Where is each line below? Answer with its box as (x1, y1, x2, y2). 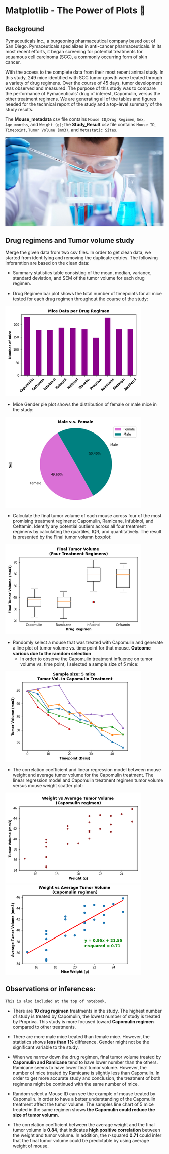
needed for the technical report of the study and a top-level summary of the (5, 101, 162, 107)
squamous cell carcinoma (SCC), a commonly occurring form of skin (5, 54, 147, 60)
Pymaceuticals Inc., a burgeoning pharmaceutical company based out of (5, 38, 156, 44)
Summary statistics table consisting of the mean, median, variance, (12, 270, 152, 276)
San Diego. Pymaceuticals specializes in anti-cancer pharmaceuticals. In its (5, 43, 162, 49)
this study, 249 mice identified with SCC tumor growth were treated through (5, 75, 162, 80)
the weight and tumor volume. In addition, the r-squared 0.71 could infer (12, 1132, 162, 1138)
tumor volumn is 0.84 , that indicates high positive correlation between (12, 1127, 160, 1133)
